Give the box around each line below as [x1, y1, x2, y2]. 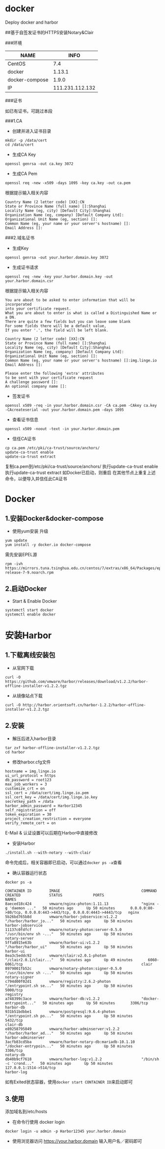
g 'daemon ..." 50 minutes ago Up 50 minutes [5, 905, 115, 910]
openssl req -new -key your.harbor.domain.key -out [5, 274, 113, 279]
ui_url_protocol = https [5, 773, 56, 778]
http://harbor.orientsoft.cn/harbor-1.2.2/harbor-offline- [23, 702, 146, 708]
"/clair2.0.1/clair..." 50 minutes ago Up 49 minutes [5, 957, 133, 962]
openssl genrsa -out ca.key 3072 [5, 161, 74, 166]
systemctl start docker [5, 608, 54, 612]
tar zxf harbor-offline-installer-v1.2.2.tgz [5, 745, 100, 750]
